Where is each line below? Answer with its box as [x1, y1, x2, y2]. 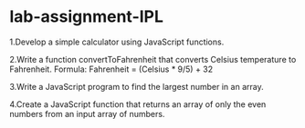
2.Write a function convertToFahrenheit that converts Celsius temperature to [9, 54, 297, 64]
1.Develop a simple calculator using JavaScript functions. [9, 36, 225, 47]
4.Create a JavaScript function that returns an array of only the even [9, 98, 267, 110]
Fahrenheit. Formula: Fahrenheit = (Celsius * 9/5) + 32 [9, 64, 214, 74]
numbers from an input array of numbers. [9, 108, 165, 119]
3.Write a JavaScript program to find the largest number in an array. [9, 81, 264, 92]
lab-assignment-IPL [9, 6, 164, 27]
